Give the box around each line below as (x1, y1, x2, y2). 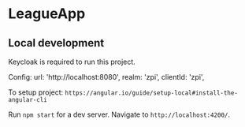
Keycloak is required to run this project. (8, 57, 135, 66)
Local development (8, 36, 105, 50)
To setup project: (8, 88, 64, 97)
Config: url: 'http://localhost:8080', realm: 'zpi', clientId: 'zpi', (8, 73, 205, 81)
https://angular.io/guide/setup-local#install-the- (65, 89, 239, 97)
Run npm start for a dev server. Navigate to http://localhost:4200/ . (8, 110, 231, 119)
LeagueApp (8, 5, 86, 23)
